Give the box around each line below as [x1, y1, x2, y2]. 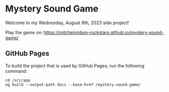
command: [5, 68, 28, 74]
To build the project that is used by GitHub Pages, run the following [5, 62, 145, 68]
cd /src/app [5, 77, 30, 83]
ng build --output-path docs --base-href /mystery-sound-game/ [5, 82, 141, 87]
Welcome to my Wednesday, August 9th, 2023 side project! [5, 20, 129, 26]
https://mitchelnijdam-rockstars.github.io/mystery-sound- [43, 29, 164, 35]
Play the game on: [5, 29, 43, 35]
